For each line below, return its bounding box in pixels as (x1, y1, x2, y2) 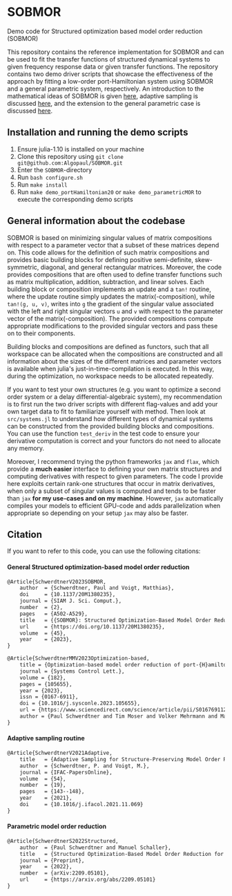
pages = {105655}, (19, 680, 72, 688)
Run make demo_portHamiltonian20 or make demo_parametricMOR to (17, 187, 202, 196)
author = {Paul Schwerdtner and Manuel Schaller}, (19, 844, 171, 851)
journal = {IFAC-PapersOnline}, (19, 769, 113, 776)
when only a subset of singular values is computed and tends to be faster (7, 487, 216, 495)
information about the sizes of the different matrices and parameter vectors (7, 357, 222, 365)
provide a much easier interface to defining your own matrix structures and (7, 465, 222, 473)
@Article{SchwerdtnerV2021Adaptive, (7, 749, 113, 757)
